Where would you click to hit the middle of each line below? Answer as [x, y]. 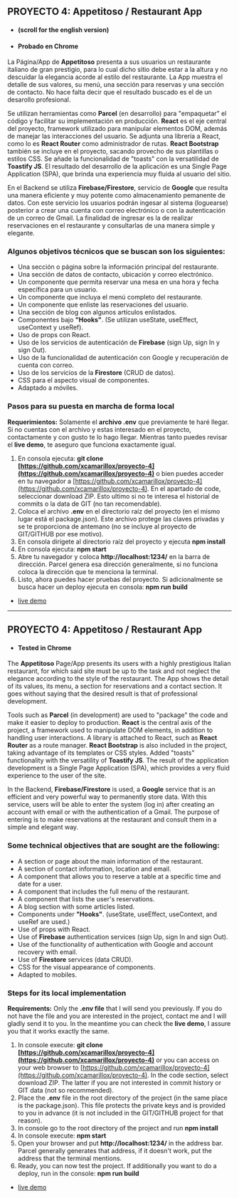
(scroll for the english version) [63, 30]
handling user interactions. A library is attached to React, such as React [112, 738]
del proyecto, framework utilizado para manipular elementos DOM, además [117, 129]
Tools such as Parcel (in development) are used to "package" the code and [118, 715]
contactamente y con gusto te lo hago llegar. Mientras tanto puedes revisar [117, 437]
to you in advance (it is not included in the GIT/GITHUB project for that [121, 1113]
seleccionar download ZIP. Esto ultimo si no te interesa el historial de [118, 496]
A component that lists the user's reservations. [86, 898]
